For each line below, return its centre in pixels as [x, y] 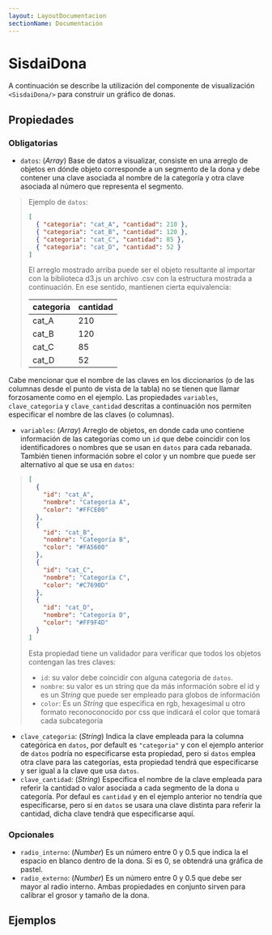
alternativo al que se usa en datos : [77, 465]
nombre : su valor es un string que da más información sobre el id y [150, 686]
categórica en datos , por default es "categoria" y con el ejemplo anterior [142, 745]
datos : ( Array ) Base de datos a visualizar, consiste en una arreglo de [134, 161]
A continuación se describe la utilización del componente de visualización [132, 86]
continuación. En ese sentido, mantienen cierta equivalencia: [130, 287]
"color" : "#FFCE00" [76, 510]
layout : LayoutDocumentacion [57, 16]
